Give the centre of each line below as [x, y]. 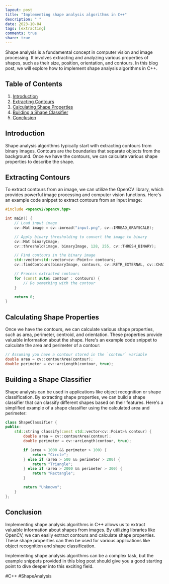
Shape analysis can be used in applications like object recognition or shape [83, 392]
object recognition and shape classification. [50, 546]
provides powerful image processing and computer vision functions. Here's [83, 195]
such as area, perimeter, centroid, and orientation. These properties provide [84, 335]
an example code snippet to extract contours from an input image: [74, 200]
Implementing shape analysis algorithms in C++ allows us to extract [75, 524]
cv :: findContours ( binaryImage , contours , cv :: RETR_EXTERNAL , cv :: [85, 265]
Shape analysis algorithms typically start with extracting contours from [78, 145]
